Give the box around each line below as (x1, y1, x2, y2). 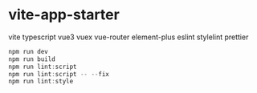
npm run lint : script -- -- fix (8, 70, 110, 78)
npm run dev (8, 47, 48, 55)
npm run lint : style (8, 78, 74, 86)
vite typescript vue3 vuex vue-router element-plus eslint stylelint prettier (8, 32, 249, 42)
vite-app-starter (8, 6, 120, 24)
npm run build (8, 55, 56, 63)
